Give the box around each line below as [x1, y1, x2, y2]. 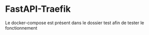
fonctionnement [5, 25, 37, 31]
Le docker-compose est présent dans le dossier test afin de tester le [5, 20, 145, 26]
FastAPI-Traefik [5, 3, 71, 15]
